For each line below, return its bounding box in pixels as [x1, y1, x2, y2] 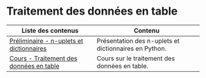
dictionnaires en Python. [96, 44, 167, 52]
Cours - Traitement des [9, 54, 78, 62]
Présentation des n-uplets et [96, 37, 180, 45]
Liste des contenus [21, 26, 78, 35]
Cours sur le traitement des [96, 54, 175, 62]
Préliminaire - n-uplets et [9, 37, 83, 45]
